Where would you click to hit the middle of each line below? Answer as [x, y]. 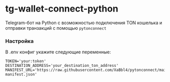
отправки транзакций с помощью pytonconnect [56, 28]
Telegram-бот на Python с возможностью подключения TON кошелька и [84, 23]
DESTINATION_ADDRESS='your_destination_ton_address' [62, 66]
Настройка [19, 41]
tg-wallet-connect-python [62, 9]
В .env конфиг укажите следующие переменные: [58, 52]
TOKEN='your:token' [26, 61]
